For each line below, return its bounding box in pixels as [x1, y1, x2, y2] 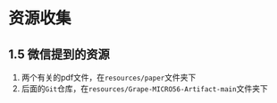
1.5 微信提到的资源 [8, 47, 110, 62]
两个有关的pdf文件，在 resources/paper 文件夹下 [21, 73, 197, 82]
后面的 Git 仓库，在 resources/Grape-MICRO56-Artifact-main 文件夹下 [21, 83, 269, 94]
